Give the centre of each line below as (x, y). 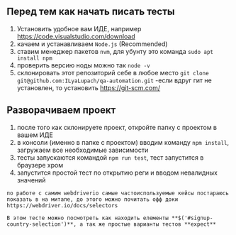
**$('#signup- (192, 218)
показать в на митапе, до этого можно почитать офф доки (92, 199)
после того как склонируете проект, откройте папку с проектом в (117, 127)
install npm (34, 58)
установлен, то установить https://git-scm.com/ (89, 87)
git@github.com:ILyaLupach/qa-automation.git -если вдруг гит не (114, 80)
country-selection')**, (42, 224)
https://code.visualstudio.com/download (76, 36)
